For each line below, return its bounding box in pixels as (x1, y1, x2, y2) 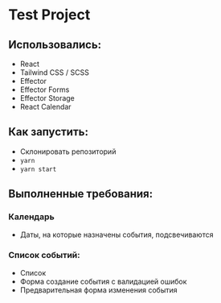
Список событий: (8, 250, 80, 261)
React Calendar (19, 102, 72, 111)
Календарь (8, 211, 55, 222)
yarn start (19, 165, 57, 173)
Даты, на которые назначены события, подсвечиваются (19, 230, 214, 239)
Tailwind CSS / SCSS (19, 68, 90, 77)
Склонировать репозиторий (19, 147, 117, 156)
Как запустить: (8, 125, 88, 139)
